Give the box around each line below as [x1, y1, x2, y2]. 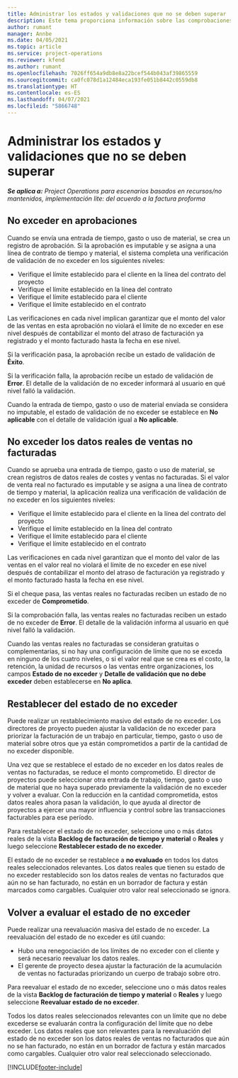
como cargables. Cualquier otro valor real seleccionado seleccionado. [7, 1050, 212, 1058]
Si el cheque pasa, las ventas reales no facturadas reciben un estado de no [7, 590, 227, 598]
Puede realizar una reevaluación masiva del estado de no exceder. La [7, 926, 210, 934]
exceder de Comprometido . [7, 597, 89, 606]
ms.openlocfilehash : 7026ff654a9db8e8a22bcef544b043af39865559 [7, 69, 198, 77]
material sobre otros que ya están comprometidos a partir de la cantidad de [7, 739, 228, 748]
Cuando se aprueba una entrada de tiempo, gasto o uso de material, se [7, 466, 215, 474]
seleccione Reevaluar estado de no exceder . [7, 998, 140, 1006]
